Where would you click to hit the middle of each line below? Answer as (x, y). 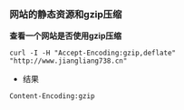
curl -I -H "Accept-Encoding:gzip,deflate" (93, 53)
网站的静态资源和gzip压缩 (66, 14)
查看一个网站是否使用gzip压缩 (66, 36)
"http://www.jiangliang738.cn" (68, 61)
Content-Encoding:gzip (52, 96)
